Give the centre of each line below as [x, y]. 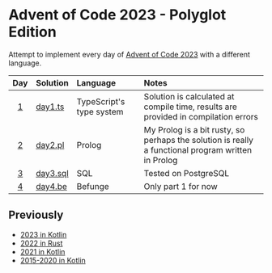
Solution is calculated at [189, 96]
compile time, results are [190, 107]
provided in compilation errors [201, 116]
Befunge [93, 186]
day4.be [51, 186]
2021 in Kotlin [42, 251]
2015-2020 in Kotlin [53, 260]
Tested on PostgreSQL [186, 173]
